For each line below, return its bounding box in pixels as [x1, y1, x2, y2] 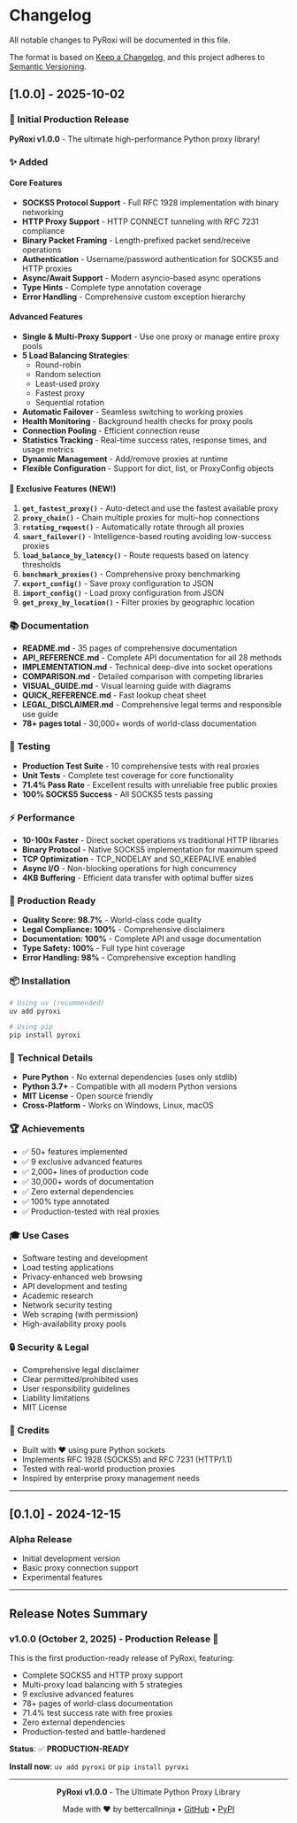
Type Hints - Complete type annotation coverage [21, 282, 202, 292]
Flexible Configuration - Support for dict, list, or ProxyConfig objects [21, 462, 274, 474]
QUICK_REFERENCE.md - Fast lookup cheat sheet [21, 690, 207, 700]
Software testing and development [21, 1253, 148, 1263]
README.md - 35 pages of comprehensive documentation [21, 643, 237, 653]
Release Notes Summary [9, 1606, 148, 1621]
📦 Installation [9, 975, 71, 987]
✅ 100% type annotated [21, 1196, 110, 1207]
